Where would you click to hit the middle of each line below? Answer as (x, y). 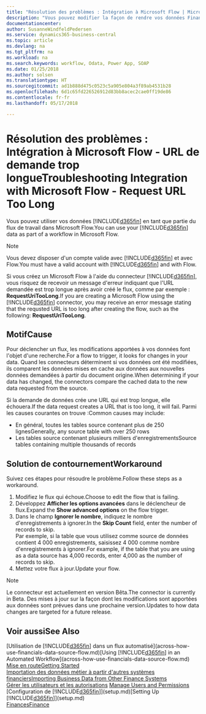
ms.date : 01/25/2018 (33, 69)
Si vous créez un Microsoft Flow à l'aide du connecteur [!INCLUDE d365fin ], (102, 276)
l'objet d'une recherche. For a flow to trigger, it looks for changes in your (97, 355)
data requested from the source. (47, 388)
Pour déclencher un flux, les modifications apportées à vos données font (98, 349)
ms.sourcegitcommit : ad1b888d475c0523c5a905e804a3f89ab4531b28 (89, 86)
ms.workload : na (27, 58)
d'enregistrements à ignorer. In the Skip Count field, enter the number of (106, 523)
